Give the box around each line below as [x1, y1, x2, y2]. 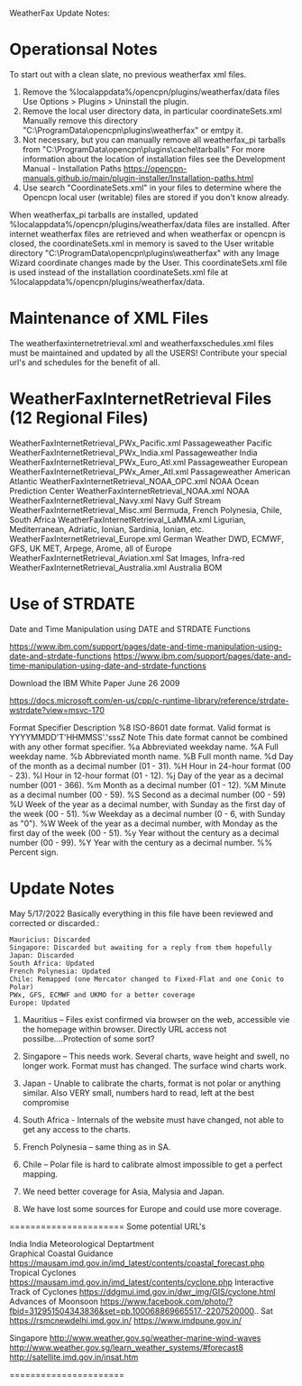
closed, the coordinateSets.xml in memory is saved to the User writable [9, 238, 275, 249]
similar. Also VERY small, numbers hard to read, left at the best [22, 1087, 255, 1098]
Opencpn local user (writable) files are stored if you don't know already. [22, 191, 290, 202]
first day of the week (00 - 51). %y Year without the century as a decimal [9, 827, 279, 838]
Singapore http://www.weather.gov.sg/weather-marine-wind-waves [9, 1332, 261, 1343]
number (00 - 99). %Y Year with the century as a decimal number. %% [9, 837, 273, 848]
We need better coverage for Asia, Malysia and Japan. [22, 1186, 225, 1197]
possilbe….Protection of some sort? [22, 1033, 155, 1044]
